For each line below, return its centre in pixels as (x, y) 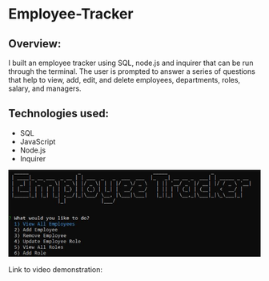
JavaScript (38, 141)
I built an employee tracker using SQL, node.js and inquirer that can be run (131, 63)
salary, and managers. (45, 88)
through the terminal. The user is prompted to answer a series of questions (132, 71)
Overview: (35, 44)
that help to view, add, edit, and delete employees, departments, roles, (124, 80)
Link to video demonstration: (55, 269)
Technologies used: (59, 114)
